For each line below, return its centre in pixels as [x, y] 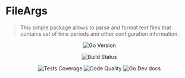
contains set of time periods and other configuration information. [99, 33]
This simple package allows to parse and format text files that [95, 27]
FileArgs [27, 11]
